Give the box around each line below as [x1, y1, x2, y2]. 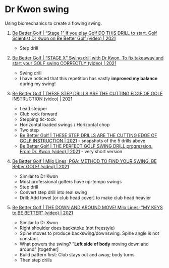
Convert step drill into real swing [19, 189, 87, 195]
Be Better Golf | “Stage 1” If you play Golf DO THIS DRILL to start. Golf [12, 30, 157, 36]
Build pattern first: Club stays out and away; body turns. [19, 251, 136, 257]
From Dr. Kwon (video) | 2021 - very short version [19, 148, 123, 154]
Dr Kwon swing [5, 4, 69, 15]
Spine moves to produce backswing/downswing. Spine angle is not [19, 230, 159, 236]
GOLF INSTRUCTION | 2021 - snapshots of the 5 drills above [19, 138, 146, 144]
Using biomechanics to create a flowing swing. [5, 20, 102, 26]
